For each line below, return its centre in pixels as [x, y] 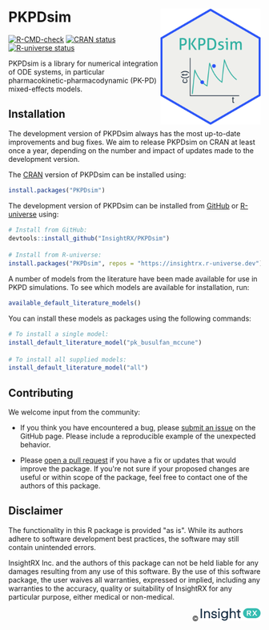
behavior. [35, 445]
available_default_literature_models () [75, 303]
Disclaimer [36, 511]
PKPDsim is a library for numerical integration [83, 63]
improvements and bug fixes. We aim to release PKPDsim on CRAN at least [132, 142]
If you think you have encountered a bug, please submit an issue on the [138, 428]
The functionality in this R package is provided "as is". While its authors [126, 530]
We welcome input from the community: [74, 412]
